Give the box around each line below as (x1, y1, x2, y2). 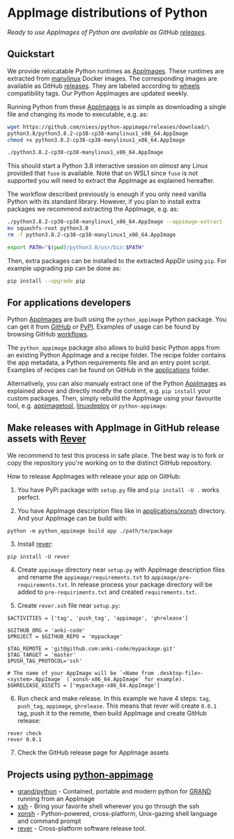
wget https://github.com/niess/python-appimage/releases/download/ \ (7, 124, 210, 131)
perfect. (17, 493, 40, 502)
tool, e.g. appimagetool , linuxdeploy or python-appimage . (7, 401, 168, 410)
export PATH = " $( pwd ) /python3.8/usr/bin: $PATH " (7, 244, 145, 251)
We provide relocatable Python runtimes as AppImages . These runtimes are (7, 66, 224, 75)
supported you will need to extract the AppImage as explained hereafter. (7, 177, 214, 185)
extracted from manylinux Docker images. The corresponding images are (7, 74, 217, 82)
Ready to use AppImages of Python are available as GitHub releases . (7, 28, 207, 36)
